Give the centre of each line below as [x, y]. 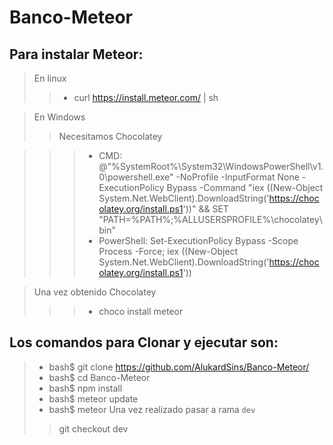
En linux [50, 78]
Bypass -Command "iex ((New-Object [245, 187]
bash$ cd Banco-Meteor [99, 377]
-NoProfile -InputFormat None [237, 177]
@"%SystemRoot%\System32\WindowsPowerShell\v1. [211, 166]
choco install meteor [141, 311]
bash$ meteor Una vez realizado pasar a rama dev [152, 409]
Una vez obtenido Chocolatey [95, 292]
